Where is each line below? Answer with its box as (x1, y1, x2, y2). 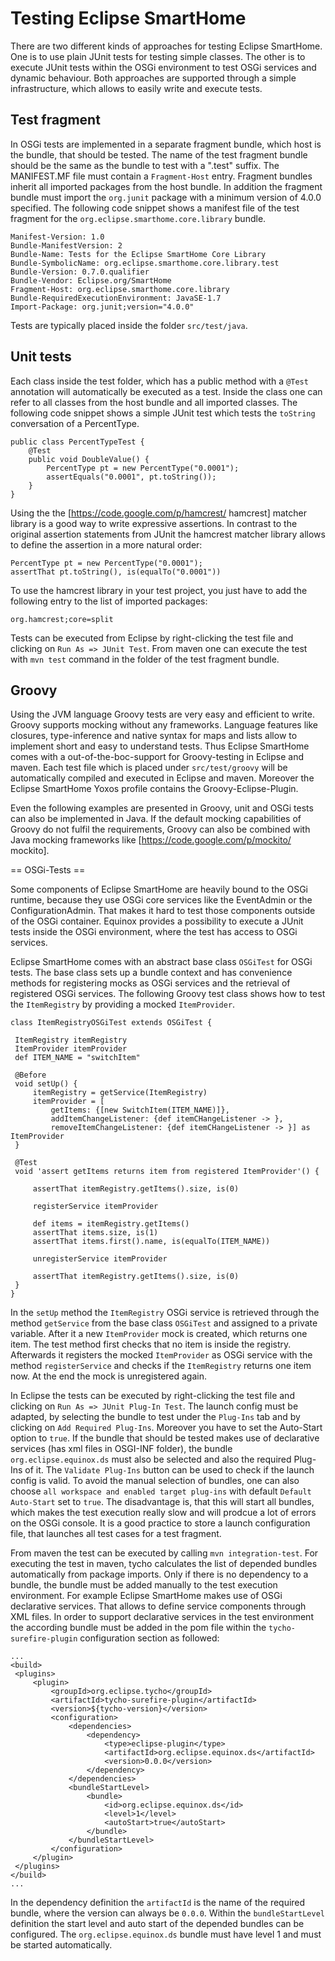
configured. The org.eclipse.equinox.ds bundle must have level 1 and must (10, 1928, 322, 1941)
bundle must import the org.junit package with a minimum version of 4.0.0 (10, 191, 322, 203)
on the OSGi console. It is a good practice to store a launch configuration (10, 1517, 311, 1529)
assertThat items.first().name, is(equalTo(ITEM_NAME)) (32, 1237, 271, 1247)
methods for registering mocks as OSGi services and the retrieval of (10, 977, 291, 989)
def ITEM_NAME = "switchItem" (14, 1053, 141, 1063)
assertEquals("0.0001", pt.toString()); (46, 472, 217, 482)
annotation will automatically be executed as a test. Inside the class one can (10, 385, 323, 397)
